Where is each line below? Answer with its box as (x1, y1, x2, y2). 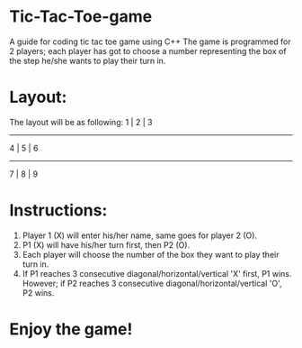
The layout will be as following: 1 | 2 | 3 (9, 116, 153, 127)
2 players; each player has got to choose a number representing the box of (9, 45, 287, 56)
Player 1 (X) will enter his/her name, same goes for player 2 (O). (22, 230, 258, 241)
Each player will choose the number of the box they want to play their (22, 249, 280, 260)
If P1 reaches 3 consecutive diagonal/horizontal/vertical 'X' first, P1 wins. (22, 268, 292, 279)
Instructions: (9, 200, 108, 221)
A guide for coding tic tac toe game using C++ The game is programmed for (9, 36, 291, 47)
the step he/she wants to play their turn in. (9, 55, 166, 66)
